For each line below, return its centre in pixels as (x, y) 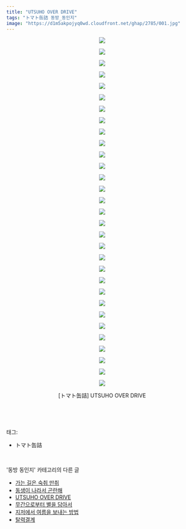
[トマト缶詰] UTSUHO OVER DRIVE (102, 396)
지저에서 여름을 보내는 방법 (47, 512)
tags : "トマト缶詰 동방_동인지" (42, 18)
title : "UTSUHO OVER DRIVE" (42, 12)
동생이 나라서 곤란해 (39, 491)
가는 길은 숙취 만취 (37, 483)
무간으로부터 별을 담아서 (44, 505)
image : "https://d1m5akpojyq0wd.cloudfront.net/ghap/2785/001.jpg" (94, 23)
